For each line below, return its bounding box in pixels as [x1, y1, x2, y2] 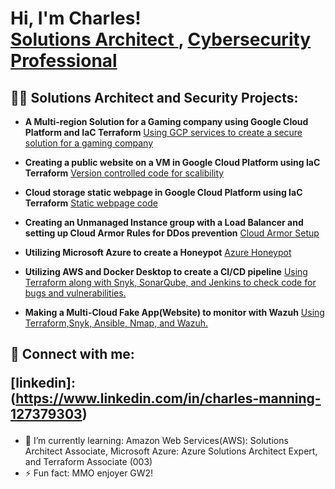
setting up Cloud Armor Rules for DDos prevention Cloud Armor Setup [24, 227, 320, 239]
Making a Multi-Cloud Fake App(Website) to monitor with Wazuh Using [24, 307, 325, 318]
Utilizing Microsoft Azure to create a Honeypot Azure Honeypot [24, 247, 292, 258]
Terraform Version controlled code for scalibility [24, 167, 225, 179]
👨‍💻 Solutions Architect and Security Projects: [10, 89, 299, 106]
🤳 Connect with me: [10, 346, 135, 363]
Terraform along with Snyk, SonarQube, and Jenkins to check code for [24, 277, 317, 288]
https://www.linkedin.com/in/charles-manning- [15, 390, 322, 407]
